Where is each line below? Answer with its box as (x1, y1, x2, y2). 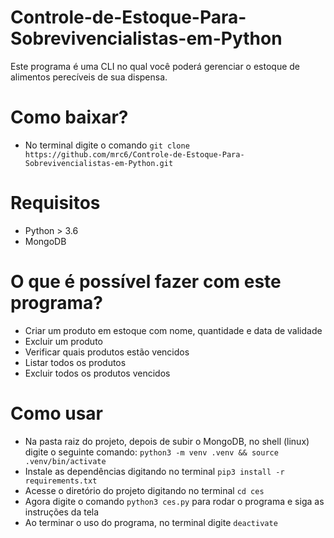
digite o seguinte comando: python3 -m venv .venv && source (24, 446, 279, 458)
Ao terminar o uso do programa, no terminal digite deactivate (24, 516, 278, 528)
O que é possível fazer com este (10, 271, 282, 293)
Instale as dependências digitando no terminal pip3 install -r (24, 465, 285, 477)
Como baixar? (10, 106, 129, 129)
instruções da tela (24, 506, 100, 518)
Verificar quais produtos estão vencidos (24, 346, 190, 358)
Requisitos (10, 192, 101, 215)
